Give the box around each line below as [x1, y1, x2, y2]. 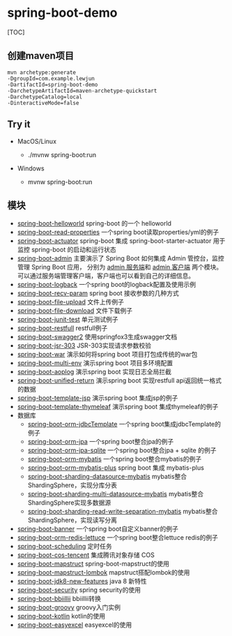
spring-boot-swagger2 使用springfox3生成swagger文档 [17, 333, 178, 341]
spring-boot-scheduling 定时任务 [17, 542, 113, 551]
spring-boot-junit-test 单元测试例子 [17, 316, 118, 324]
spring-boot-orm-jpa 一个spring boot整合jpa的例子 [27, 438, 174, 446]
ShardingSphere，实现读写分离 [27, 516, 117, 524]
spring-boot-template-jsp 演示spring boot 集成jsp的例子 [17, 394, 178, 402]
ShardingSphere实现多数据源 [27, 498, 111, 507]
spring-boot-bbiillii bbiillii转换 [17, 595, 101, 603]
